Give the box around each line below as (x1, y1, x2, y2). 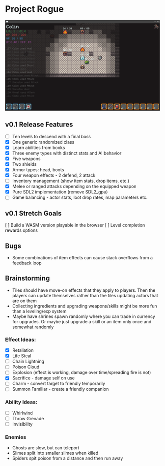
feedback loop (12, 260, 42, 266)
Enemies (5, 434, 27, 440)
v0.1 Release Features (5, 121, 73, 129)
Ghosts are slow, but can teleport (12, 445, 80, 451)
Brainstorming (5, 274, 50, 282)
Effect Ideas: (5, 336, 36, 343)
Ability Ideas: (5, 399, 38, 405)
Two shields (12, 161, 37, 167)
